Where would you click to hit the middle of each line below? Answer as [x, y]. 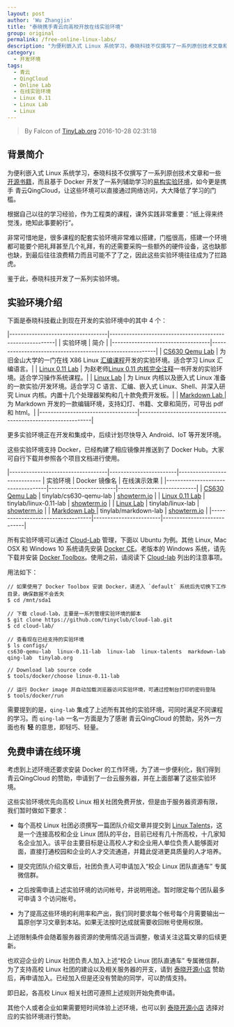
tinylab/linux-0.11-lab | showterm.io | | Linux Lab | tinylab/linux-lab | [103, 503]
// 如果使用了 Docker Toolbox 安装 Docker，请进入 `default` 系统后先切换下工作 [117, 587]
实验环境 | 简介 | [85, 343]
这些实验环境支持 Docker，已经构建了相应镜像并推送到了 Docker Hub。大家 [116, 450]
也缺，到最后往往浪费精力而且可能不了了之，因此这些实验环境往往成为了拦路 [117, 255]
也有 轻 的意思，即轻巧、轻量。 [57, 727]
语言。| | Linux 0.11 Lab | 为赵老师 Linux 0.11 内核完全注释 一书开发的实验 [115, 369]
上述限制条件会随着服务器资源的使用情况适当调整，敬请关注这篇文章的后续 [114, 937]
